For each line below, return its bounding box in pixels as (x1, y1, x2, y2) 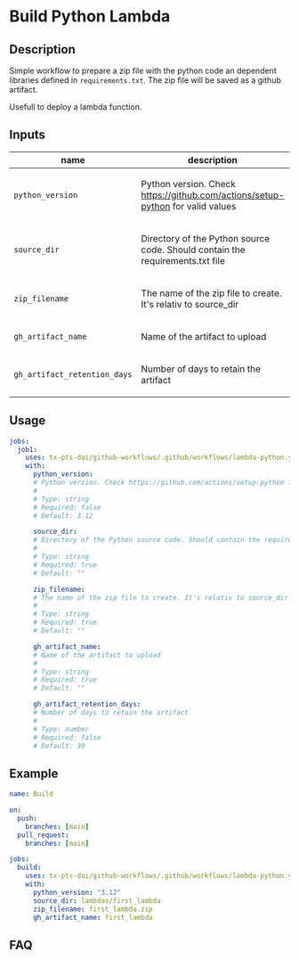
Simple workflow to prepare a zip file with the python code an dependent (9, 65, 278, 76)
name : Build (9, 790, 53, 799)
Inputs (9, 127, 46, 143)
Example (9, 766, 59, 781)
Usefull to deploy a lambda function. (9, 102, 142, 112)
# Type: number (32, 725, 90, 734)
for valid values (172, 200, 237, 212)
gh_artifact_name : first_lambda (32, 913, 153, 922)
